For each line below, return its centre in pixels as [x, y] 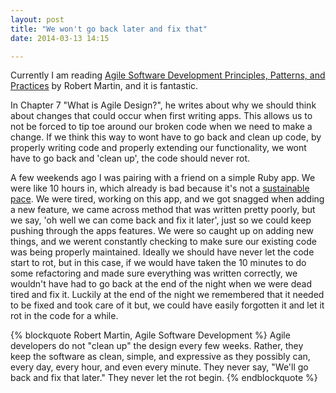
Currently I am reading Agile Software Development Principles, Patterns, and [168, 75]
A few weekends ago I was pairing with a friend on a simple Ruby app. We [163, 178]
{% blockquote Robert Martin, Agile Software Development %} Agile [150, 335]
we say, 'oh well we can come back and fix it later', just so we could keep [161, 220]
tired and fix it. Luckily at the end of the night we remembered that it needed [167, 295]
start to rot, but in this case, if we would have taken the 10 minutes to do [158, 263]
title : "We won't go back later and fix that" [109, 29]
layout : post [37, 19]
